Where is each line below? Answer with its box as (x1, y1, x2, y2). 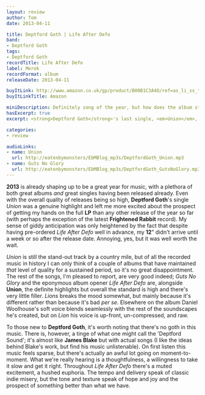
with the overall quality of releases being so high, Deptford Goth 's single (6, 196, 189, 203)
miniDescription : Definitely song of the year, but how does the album (6, 104, 192, 111)
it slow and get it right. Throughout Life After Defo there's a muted (6, 362, 172, 369)
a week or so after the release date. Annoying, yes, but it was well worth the (6, 234, 197, 242)
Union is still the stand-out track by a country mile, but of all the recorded (6, 253, 191, 260)
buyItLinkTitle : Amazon (6, 93, 67, 100)
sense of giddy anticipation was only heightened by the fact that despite (6, 222, 188, 229)
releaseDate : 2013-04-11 (6, 77, 70, 83)
